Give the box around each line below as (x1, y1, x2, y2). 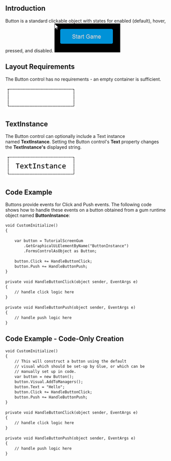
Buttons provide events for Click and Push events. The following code (5, 202, 152, 208)
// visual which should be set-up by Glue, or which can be (14, 364, 145, 369)
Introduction (5, 4, 46, 13)
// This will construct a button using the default (14, 359, 127, 364)
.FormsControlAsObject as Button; (23, 249, 97, 254)
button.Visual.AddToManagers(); (14, 379, 83, 385)
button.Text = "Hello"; (14, 385, 65, 390)
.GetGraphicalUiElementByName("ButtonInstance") (23, 244, 129, 249)
